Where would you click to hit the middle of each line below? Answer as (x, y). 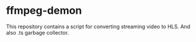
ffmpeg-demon (44, 11)
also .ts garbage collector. (38, 32)
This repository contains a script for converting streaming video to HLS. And (98, 26)
